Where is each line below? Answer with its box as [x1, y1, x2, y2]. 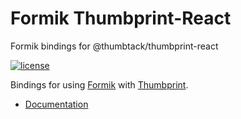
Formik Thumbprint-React [10, 7, 232, 30]
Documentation [24, 98, 89, 110]
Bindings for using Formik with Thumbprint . [10, 78, 189, 91]
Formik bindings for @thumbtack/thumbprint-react [10, 40, 219, 52]
